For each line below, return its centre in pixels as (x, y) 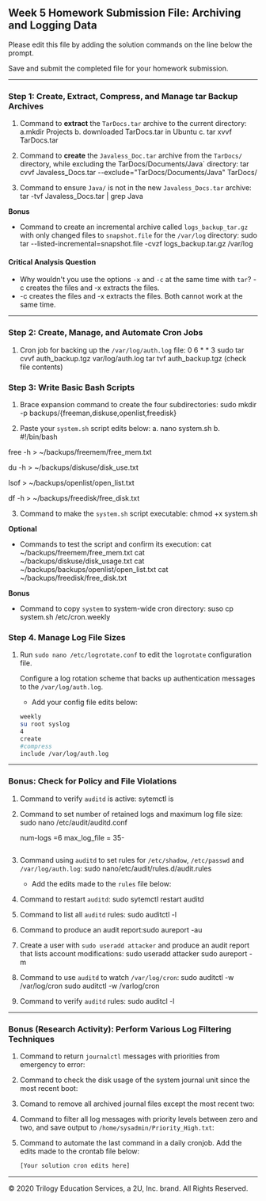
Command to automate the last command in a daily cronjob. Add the (131, 1143)
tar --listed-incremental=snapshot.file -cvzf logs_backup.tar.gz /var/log (136, 244)
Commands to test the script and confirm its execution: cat (116, 544)
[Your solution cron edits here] (75, 1166)
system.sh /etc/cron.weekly (65, 616)
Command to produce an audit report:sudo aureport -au (111, 929)
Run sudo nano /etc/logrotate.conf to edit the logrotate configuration (135, 655)
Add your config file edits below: (85, 702)
